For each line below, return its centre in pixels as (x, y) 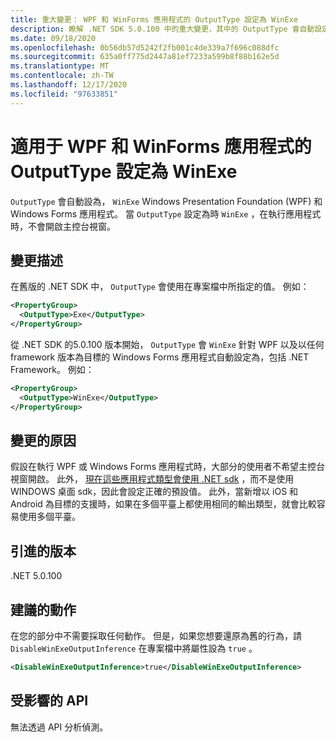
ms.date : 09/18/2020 (53, 38)
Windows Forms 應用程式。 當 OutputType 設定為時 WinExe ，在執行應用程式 (166, 213)
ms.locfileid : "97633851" (64, 94)
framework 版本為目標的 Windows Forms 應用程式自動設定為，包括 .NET (160, 357)
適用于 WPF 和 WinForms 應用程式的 (161, 146)
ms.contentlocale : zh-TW (62, 76)
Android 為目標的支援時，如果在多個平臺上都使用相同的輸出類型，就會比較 (163, 504)
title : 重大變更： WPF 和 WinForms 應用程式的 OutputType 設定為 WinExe (154, 19)
